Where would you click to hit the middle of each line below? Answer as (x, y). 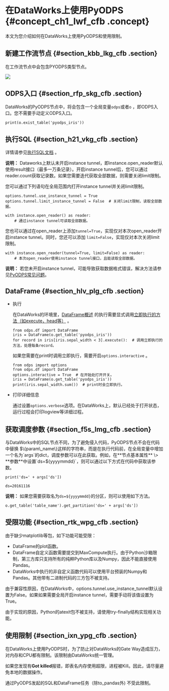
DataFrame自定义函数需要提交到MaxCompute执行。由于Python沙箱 (82, 552)
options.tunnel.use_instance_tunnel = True (52, 196)
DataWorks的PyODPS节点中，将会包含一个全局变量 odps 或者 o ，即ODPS (79, 107)
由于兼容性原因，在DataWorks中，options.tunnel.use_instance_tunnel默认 (82, 588)
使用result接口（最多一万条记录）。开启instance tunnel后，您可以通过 (76, 169)
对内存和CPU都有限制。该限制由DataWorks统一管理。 (61, 655)
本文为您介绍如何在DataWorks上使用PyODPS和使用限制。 (65, 36)
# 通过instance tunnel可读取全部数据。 (52, 221)
